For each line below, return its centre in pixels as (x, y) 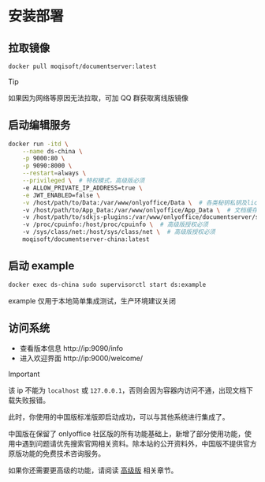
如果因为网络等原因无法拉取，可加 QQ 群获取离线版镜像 (99, 98)
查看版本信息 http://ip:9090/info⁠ (71, 348)
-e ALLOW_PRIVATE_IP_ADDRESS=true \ (83, 188)
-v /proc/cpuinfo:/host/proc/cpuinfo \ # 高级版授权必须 (116, 225)
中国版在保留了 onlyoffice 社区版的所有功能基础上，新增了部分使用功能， (127, 434)
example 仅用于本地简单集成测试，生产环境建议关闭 (92, 300)
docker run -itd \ (38, 144)
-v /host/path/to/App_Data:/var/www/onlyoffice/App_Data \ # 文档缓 (137, 210)
